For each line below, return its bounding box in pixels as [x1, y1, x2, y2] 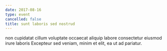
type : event [5, 12, 30, 17]
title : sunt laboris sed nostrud [5, 21, 75, 26]
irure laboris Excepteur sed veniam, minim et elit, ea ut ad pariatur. [5, 40, 142, 46]
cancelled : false [5, 16, 42, 21]
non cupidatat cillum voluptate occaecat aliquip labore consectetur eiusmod [5, 35, 162, 41]
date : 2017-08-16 [5, 7, 42, 12]
